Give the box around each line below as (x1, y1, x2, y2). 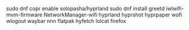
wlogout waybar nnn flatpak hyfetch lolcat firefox (6, 18, 126, 24)
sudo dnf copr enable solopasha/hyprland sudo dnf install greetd (6, 5, 165, 12)
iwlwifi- (165, 5, 184, 12)
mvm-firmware (6, 11, 43, 18)
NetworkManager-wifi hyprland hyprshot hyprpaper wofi (43, 11, 182, 18)
